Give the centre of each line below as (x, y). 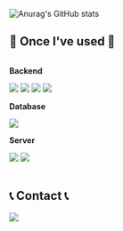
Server (22, 140)
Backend (26, 70)
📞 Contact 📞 (39, 196)
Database (28, 106)
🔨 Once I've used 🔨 (62, 41)
